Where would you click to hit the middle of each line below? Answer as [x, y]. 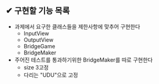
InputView [36, 33]
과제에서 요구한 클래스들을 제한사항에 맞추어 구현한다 [77, 27]
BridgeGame [39, 46]
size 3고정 [36, 67]
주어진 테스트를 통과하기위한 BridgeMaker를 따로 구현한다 [83, 60]
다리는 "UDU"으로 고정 [51, 75]
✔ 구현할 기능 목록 [38, 11]
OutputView [38, 40]
